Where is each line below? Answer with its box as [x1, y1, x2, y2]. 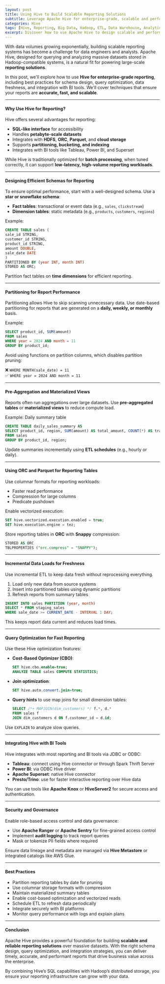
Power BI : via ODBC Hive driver [12, 766, 76, 772]
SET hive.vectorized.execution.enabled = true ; [5, 517, 105, 522]
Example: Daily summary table [5, 414, 66, 420]
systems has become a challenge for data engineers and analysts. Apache [5, 49, 156, 55]
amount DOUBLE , [5, 246, 36, 251]
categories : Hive [5, 21, 41, 26]
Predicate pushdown [12, 498, 55, 505]
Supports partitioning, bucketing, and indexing [12, 142, 110, 148]
